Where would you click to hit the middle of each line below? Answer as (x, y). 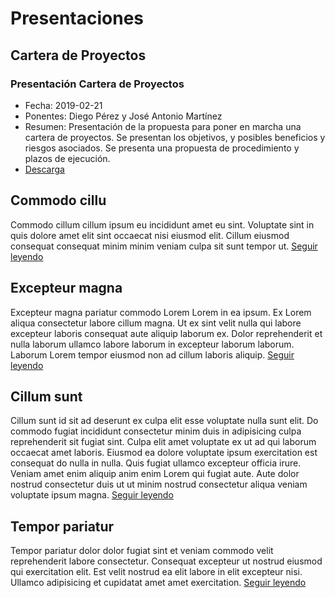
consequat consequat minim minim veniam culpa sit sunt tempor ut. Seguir (164, 246)
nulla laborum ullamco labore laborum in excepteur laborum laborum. (152, 344)
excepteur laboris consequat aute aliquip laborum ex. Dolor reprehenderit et (166, 333)
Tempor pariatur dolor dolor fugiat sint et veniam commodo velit (142, 551)
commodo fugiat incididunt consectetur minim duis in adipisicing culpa (156, 431)
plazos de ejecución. (67, 158)
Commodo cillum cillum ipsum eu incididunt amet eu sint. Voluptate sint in (162, 224)
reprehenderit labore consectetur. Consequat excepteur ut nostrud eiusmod (166, 561)
